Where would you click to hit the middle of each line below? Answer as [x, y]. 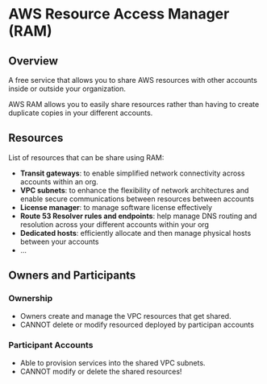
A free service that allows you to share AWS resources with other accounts [133, 80]
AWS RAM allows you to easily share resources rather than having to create [134, 104]
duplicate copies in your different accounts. [81, 113]
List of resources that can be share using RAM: [86, 157]
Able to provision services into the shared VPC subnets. [113, 362]
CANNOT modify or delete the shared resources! [101, 371]
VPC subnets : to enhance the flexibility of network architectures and [134, 190]
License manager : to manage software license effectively [116, 207]
